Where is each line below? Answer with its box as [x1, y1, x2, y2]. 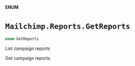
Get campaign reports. [5, 55, 51, 61]
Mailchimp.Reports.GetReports [5, 22, 131, 31]
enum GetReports [5, 36, 39, 41]
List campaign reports [5, 45, 50, 51]
